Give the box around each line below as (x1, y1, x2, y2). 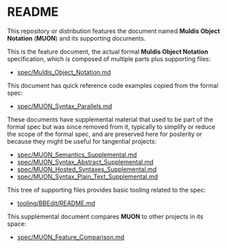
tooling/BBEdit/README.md (16, 199, 96, 207)
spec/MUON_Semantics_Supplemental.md (16, 150, 137, 159)
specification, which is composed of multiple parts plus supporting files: (7, 54, 211, 63)
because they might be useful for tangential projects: (7, 137, 157, 145)
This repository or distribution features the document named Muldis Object (7, 27, 221, 35)
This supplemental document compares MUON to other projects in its (7, 212, 204, 221)
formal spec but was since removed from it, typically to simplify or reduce (7, 122, 216, 131)
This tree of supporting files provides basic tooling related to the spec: (7, 185, 206, 194)
